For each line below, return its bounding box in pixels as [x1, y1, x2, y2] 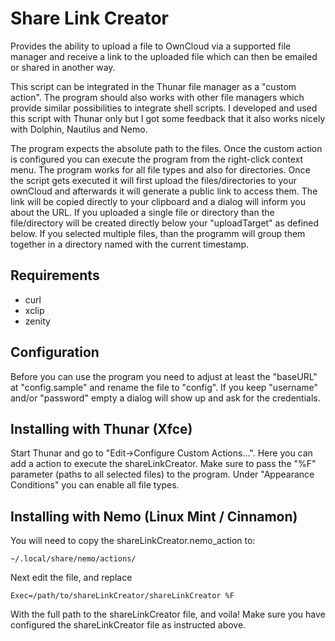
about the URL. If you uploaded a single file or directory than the [10, 206, 275, 218]
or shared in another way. [10, 61, 116, 73]
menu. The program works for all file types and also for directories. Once [10, 163, 311, 176]
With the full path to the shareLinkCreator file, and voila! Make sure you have [10, 608, 326, 621]
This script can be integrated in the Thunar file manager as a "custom [10, 80, 297, 92]
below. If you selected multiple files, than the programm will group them [10, 227, 306, 239]
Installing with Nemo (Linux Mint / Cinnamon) [10, 508, 298, 525]
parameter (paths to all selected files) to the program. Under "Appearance [10, 468, 315, 481]
